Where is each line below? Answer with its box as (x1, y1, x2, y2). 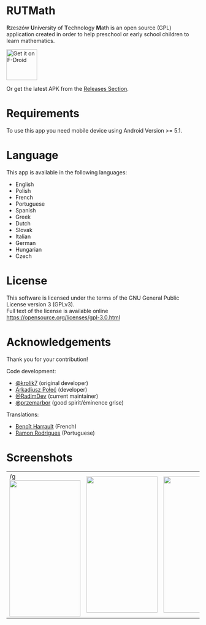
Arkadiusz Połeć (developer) (15, 386, 88, 393)
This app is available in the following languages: (6, 168, 128, 176)
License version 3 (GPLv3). (6, 300, 75, 308)
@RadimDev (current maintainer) (15, 392, 99, 400)
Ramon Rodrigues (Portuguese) (15, 429, 95, 437)
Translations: (6, 411, 39, 418)
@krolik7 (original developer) (15, 379, 89, 387)
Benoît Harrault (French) (15, 422, 77, 430)
